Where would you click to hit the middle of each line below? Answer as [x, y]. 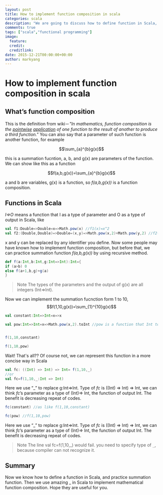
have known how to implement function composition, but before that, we [78, 247]
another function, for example [35, 140]
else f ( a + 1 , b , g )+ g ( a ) [27, 271]
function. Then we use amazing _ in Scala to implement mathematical [74, 482]
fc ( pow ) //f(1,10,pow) [28, 416]
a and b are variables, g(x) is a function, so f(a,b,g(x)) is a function [71, 182]
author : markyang [23, 59]
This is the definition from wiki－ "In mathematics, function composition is [78, 124]
